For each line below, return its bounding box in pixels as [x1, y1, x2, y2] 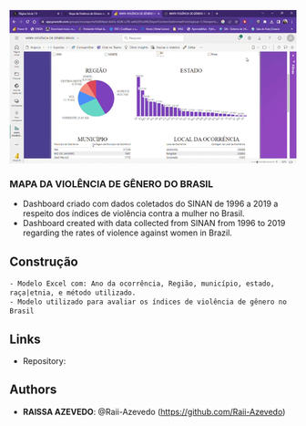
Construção [9, 254, 79, 269]
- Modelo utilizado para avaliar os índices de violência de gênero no [9, 297, 287, 307]
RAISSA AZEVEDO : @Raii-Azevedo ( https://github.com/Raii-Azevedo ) [22, 406, 286, 417]
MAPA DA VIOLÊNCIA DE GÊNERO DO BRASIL [9, 178, 214, 190]
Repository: [22, 356, 66, 366]
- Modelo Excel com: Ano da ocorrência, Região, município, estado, [9, 279, 275, 288]
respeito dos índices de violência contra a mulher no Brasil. [22, 208, 245, 219]
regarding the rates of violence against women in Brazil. [22, 227, 232, 238]
